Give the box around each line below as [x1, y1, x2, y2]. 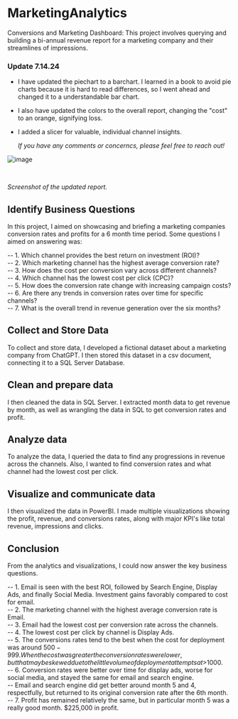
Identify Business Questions [7, 203, 136, 215]
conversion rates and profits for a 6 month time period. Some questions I [7, 229, 220, 239]
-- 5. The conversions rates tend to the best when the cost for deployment [7, 636, 225, 644]
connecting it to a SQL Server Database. [7, 358, 126, 367]
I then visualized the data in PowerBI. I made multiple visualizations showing [7, 507, 230, 516]
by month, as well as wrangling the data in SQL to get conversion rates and [7, 405, 227, 413]
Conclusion [7, 542, 60, 555]
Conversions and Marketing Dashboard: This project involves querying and [7, 28, 227, 37]
